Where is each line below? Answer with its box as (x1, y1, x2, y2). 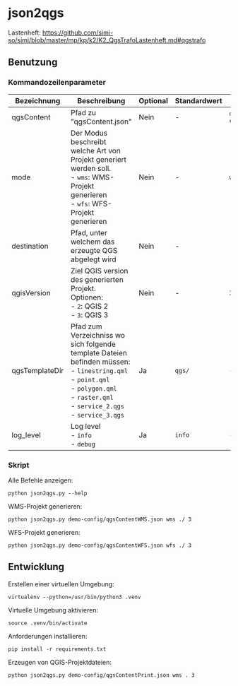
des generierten (70, 274, 124, 284)
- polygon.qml (70, 383, 117, 393)
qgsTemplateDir (11, 365, 64, 375)
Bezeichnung (14, 95, 61, 105)
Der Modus (70, 128, 108, 138)
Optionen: (70, 292, 104, 302)
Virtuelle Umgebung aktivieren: (8, 605, 98, 614)
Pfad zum (70, 321, 103, 331)
